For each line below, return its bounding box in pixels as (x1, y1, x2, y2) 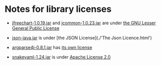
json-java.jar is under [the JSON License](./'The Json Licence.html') (11, 35, 153, 41)
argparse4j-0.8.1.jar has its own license (11, 44, 93, 50)
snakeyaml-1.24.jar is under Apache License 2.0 (11, 54, 111, 60)
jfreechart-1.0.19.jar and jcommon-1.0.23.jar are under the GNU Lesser (11, 20, 156, 26)
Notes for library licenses (4, 3, 112, 15)
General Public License (11, 25, 60, 31)
